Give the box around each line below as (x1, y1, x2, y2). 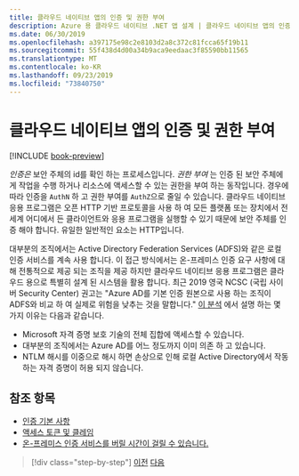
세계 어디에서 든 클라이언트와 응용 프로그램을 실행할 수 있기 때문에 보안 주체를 (9, 213, 278, 223)
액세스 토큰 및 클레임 (21, 427, 94, 438)
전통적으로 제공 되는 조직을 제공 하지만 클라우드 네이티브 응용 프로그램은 (18, 265, 269, 276)
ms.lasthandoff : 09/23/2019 (9, 71, 114, 80)
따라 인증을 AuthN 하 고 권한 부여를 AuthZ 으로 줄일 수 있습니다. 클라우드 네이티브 (9, 190, 287, 201)
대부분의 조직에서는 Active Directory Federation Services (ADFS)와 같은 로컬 (9, 243, 282, 254)
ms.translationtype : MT (9, 54, 98, 63)
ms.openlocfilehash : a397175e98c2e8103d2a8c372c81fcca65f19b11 (9, 37, 249, 47)
